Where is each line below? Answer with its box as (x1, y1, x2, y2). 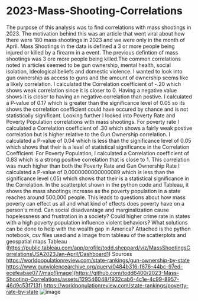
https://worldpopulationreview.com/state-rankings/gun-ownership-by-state (6, 257, 190, 264)
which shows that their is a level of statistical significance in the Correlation (6, 143, 190, 150)
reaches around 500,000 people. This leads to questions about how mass (6, 194, 186, 201)
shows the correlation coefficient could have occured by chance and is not (6, 105, 189, 113)
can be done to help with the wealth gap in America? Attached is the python (6, 225, 191, 232)
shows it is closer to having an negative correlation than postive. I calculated (6, 93, 192, 100)
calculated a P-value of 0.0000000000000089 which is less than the (6, 168, 174, 175)
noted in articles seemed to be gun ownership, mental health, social (6, 61, 171, 69)
